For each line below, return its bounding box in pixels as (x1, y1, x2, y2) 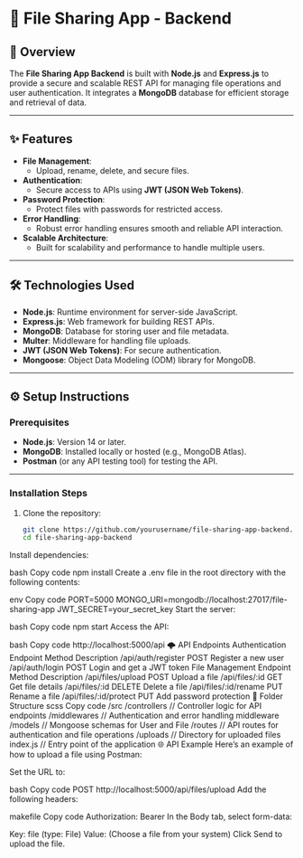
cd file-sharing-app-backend (22, 533, 133, 542)
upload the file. (9, 838, 66, 849)
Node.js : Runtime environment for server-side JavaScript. (22, 306, 238, 317)
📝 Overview (9, 44, 76, 60)
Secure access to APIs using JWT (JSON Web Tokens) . (35, 184, 244, 195)
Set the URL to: (9, 767, 66, 778)
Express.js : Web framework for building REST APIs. (22, 316, 215, 326)
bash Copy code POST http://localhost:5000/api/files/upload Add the (9, 784, 267, 795)
